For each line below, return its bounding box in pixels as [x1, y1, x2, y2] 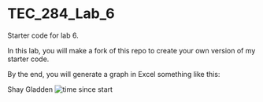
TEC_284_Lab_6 [7, 5, 115, 23]
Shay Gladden [7, 84, 53, 94]
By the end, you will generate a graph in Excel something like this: [7, 69, 220, 78]
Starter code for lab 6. [7, 31, 80, 40]
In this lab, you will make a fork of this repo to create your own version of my [7, 46, 256, 55]
